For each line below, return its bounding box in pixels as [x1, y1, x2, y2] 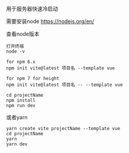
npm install [6, 97, 36, 103]
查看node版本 [6, 30, 40, 37]
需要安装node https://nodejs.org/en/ [6, 18, 95, 25]
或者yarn [6, 114, 28, 120]
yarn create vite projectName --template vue [6, 126, 120, 132]
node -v [6, 49, 25, 55]
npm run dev [6, 103, 36, 109]
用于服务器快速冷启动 [6, 5, 58, 12]
